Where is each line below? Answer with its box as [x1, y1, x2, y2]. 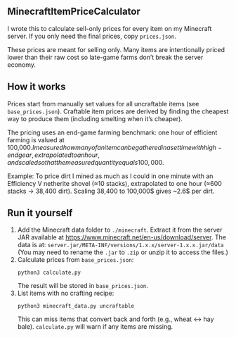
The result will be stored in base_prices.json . [17, 282, 149, 290]
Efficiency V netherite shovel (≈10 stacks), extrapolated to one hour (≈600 [7, 179, 223, 187]
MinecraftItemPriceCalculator [7, 6, 140, 18]
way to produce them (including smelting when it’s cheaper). [7, 114, 183, 123]
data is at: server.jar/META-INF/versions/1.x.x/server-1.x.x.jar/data [17, 241, 224, 249]
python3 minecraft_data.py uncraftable [17, 303, 135, 310]
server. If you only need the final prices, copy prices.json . [7, 32, 177, 40]
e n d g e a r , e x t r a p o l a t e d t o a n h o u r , [7, 151, 100, 159]
